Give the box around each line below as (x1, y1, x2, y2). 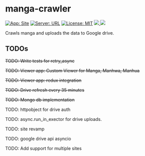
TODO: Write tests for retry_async (5, 58, 75, 64)
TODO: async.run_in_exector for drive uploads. (5, 116, 102, 122)
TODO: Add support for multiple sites (5, 145, 82, 151)
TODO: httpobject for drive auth (5, 106, 71, 112)
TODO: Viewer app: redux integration (5, 77, 82, 83)
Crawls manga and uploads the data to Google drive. (5, 30, 114, 36)
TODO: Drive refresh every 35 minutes (5, 87, 84, 93)
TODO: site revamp (5, 126, 45, 132)
